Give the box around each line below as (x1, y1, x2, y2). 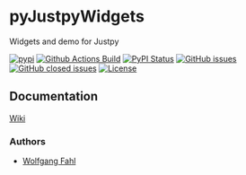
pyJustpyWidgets (9, 6, 145, 27)
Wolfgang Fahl (22, 155, 76, 167)
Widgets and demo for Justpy (9, 36, 119, 47)
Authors (9, 135, 47, 147)
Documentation (9, 89, 99, 104)
